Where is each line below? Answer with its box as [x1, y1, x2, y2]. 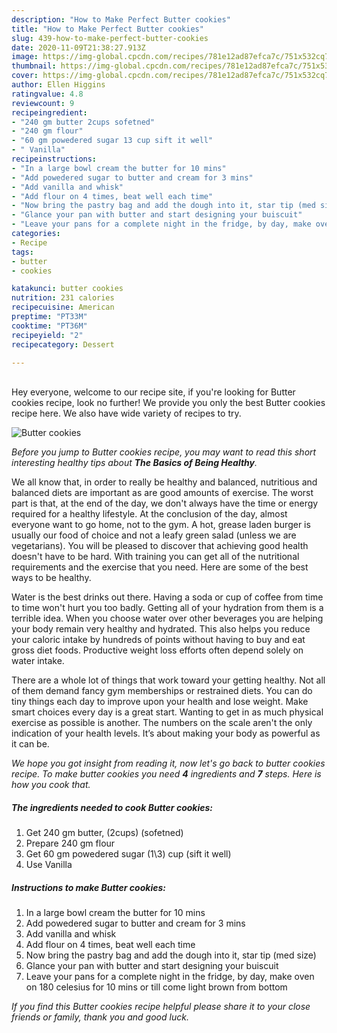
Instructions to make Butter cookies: [11, 881, 166, 893]
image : [11, 52, 39, 62]
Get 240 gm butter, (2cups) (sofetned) [25, 827, 184, 839]
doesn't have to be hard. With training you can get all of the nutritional [11, 551, 300, 563]
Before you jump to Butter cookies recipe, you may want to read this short [11, 446, 317, 458]
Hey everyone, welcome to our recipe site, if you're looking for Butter [11, 386, 296, 398]
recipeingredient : [11, 107, 88, 118]
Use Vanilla [25, 859, 73, 871]
